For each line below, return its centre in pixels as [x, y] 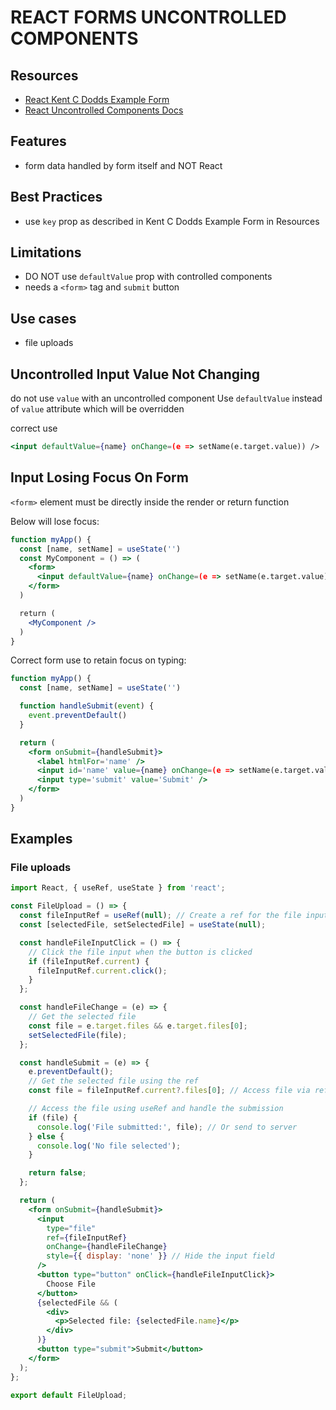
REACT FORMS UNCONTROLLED [148, 17]
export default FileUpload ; [69, 1395]
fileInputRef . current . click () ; [102, 971]
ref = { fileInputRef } [87, 1237]
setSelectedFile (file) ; [78, 1035]
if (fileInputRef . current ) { [89, 961]
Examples [41, 839]
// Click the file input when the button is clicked [140, 952]
